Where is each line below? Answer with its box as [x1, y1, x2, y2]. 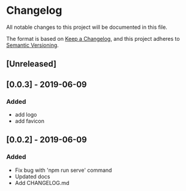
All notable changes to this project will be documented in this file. [6, 23, 168, 31]
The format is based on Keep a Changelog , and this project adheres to [6, 35, 180, 42]
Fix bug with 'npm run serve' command [14, 166, 112, 174]
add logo [14, 111, 37, 118]
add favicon [14, 118, 45, 125]
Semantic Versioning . [6, 41, 59, 49]
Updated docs [14, 172, 50, 180]
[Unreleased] [6, 59, 57, 69]
